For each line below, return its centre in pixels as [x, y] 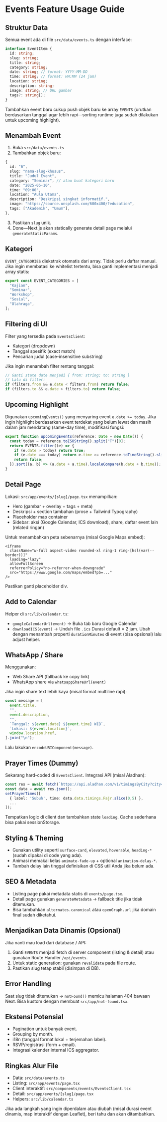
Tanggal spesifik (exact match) [44, 351]
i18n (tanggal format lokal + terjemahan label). [59, 1040]
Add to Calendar [31, 602]
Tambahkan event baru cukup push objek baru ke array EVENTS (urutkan [78, 109]
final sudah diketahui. [34, 915]
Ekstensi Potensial [34, 1017]
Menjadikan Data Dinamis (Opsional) [63, 931]
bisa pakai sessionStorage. [33, 823]
